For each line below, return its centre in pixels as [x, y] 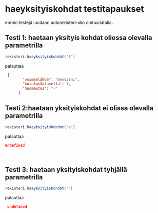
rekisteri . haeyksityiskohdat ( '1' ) [40, 57]
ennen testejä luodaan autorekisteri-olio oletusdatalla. [59, 22]
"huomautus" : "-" [40, 89]
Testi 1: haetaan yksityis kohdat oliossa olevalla [79, 38]
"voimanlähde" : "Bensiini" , [51, 79]
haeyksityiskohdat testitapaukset [75, 9]
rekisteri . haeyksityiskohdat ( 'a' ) [40, 127]
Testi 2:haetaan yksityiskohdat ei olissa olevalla [79, 108]
